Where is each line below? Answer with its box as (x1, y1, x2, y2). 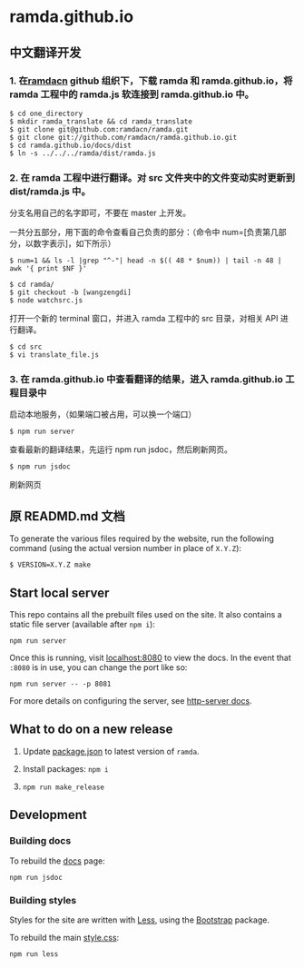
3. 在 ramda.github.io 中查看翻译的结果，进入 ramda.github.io (9, 373, 284, 386)
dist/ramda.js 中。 (9, 184, 91, 197)
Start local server (9, 585, 110, 600)
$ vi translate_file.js (9, 351, 100, 360)
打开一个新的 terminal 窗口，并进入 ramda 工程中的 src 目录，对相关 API (9, 313, 279, 324)
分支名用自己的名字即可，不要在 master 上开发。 (9, 207, 191, 219)
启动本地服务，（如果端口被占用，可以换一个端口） (9, 409, 197, 420)
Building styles (9, 894, 77, 906)
